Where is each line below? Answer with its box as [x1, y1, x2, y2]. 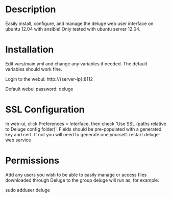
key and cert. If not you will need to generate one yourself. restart [5, 131, 143, 137]
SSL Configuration [5, 104, 85, 115]
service [15, 137, 32, 143]
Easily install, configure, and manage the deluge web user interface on [5, 20, 154, 27]
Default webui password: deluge [5, 86, 74, 92]
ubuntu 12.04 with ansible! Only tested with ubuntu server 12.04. [5, 26, 141, 32]
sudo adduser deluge [5, 187, 50, 193]
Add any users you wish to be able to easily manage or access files [5, 171, 147, 178]
